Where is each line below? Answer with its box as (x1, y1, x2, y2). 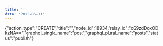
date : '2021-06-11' (5, 12, 45, 16)
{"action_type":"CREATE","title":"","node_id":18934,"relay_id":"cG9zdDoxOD (5, 25, 159, 31)
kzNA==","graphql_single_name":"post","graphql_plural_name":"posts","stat (5, 30, 158, 36)
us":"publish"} (5, 35, 34, 41)
